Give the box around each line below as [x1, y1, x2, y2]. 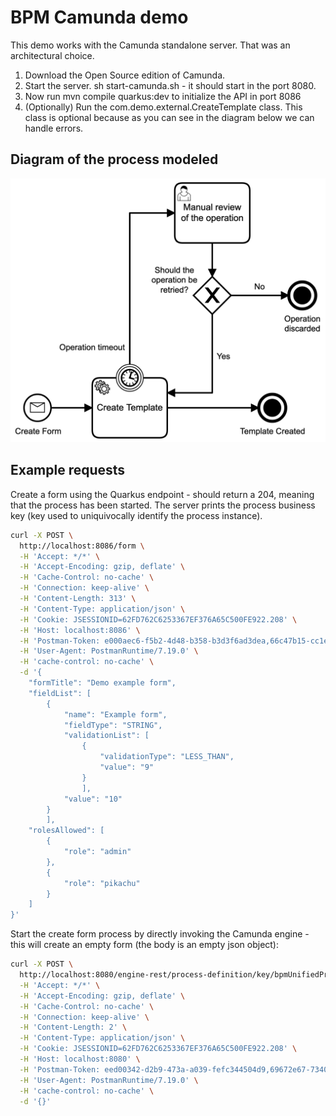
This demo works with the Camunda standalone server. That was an [10, 39, 291, 51]
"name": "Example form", [63, 709, 168, 720]
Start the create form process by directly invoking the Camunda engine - [10, 928, 310, 940]
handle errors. [24, 122, 84, 134]
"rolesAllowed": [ [28, 826, 105, 836]
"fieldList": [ [28, 688, 92, 698]
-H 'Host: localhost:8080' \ [19, 1054, 141, 1065]
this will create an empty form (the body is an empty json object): [10, 939, 280, 951]
